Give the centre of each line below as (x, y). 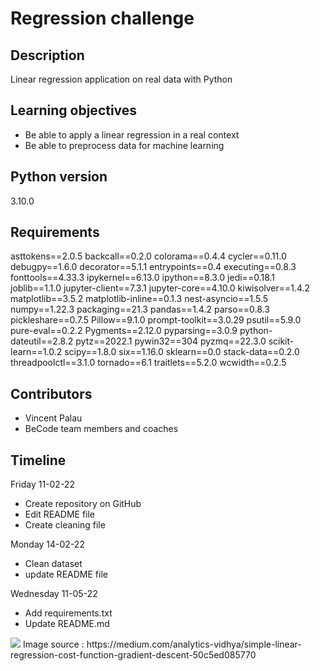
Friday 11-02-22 (42, 484)
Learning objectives (74, 110)
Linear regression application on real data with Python (121, 79)
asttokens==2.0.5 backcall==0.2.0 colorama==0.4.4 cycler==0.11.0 (148, 256)
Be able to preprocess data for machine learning (124, 145)
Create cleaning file (65, 525)
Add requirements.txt (68, 613)
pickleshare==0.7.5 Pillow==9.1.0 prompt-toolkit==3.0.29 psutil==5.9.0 (156, 320)
